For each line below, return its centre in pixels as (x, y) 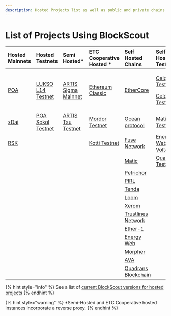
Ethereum (101, 87)
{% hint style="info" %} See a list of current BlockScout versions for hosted (84, 287)
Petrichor (135, 173)
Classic (98, 93)
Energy (133, 237)
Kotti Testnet (104, 143)
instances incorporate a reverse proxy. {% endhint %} (62, 308)
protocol (135, 125)
